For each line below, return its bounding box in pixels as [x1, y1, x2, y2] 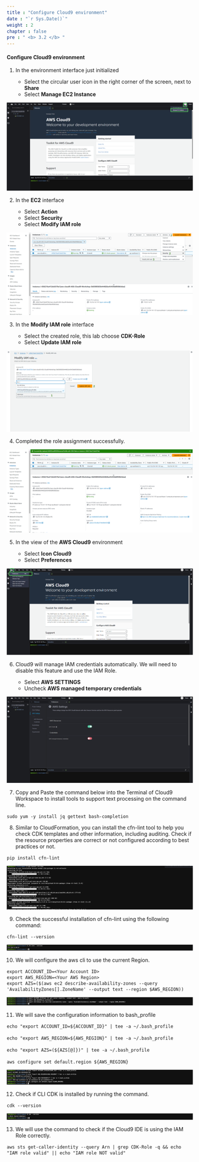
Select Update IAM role [24, 339, 82, 346]
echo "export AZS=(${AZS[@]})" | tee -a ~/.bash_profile [6, 1047, 150, 1053]
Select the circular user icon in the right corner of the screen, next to [24, 78, 191, 85]
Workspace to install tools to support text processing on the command [15, 795, 187, 803]
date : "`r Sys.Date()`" [6, 15, 68, 22]
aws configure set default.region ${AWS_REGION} [6, 1059, 129, 1065]
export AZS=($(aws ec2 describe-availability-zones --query [6, 981, 158, 987]
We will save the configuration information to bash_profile [15, 1011, 156, 1018]
